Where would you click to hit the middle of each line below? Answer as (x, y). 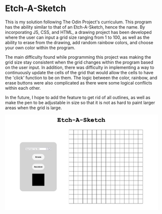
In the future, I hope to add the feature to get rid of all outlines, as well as (78, 97)
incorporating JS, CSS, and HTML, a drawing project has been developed (78, 32)
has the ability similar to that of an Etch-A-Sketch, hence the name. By (75, 27)
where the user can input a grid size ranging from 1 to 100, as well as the (77, 37)
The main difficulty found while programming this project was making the (78, 57)
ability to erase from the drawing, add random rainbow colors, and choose (79, 42)
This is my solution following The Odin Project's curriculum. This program (78, 22)
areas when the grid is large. (33, 108)
